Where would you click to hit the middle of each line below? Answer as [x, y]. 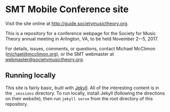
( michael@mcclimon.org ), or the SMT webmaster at [59, 54]
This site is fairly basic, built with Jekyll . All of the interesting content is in [82, 88]
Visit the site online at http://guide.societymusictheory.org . [67, 23]
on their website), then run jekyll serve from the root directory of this [79, 98]
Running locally [31, 76]
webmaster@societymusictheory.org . [45, 59]
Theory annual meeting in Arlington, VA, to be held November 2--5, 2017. [82, 39]
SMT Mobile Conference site [67, 9]
